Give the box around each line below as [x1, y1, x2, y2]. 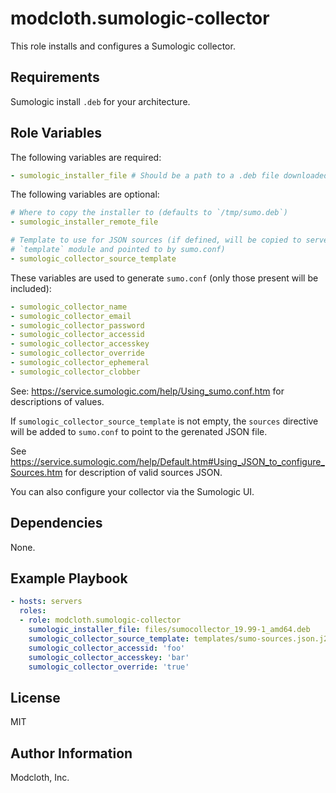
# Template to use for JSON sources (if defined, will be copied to [10, 235, 302, 246]
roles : [19, 606, 47, 616]
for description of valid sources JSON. [64, 466, 223, 478]
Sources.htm [10, 466, 63, 478]
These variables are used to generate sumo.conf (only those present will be [10, 272, 319, 284]
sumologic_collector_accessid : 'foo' [28, 643, 186, 653]
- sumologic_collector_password [10, 320, 145, 331]
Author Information [10, 745, 133, 762]
